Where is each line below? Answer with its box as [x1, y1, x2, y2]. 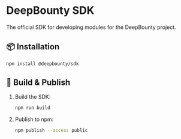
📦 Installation [6, 42, 60, 52]
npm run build [14, 105, 50, 111]
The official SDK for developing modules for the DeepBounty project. [6, 23, 176, 31]
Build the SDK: [14, 93, 51, 100]
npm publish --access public [14, 128, 88, 134]
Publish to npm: [14, 116, 54, 123]
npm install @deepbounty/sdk [6, 61, 79, 67]
